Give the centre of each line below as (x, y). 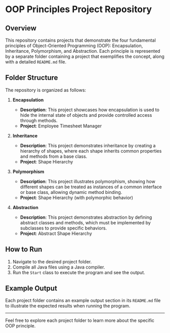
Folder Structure (32, 78)
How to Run (24, 249)
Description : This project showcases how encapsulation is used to (90, 110)
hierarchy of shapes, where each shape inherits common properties (91, 151)
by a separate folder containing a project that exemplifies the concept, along (85, 56)
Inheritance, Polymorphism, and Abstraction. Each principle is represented (83, 51)
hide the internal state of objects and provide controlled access (86, 115)
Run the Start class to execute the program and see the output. (79, 272)
